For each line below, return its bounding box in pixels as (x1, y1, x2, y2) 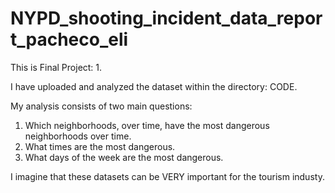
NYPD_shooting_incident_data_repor (10, 7, 323, 30)
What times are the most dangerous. (24, 140, 176, 152)
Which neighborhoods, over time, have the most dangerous (24, 119, 270, 131)
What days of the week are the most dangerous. (24, 151, 224, 163)
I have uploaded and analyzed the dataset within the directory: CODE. (10, 80, 298, 92)
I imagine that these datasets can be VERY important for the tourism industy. (10, 170, 325, 182)
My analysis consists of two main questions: (10, 100, 193, 112)
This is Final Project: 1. (10, 61, 103, 73)
